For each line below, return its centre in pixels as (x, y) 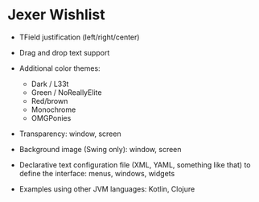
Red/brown (49, 101)
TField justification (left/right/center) (79, 37)
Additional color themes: (60, 68)
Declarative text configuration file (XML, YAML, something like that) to (135, 165)
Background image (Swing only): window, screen (100, 149)
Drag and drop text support (64, 52)
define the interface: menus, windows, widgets (97, 173)
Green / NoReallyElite (66, 92)
